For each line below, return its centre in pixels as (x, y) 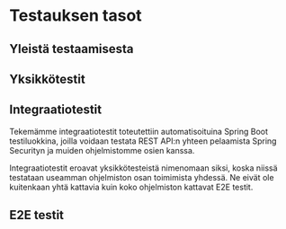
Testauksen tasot (76, 16)
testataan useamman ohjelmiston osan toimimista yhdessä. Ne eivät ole (142, 177)
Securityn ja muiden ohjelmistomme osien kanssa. (102, 150)
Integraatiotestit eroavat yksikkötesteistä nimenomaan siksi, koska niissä (143, 168)
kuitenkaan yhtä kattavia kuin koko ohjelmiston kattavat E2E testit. (131, 187)
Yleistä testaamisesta (71, 49)
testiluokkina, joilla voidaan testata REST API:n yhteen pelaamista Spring (143, 141)
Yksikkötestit (47, 79)
